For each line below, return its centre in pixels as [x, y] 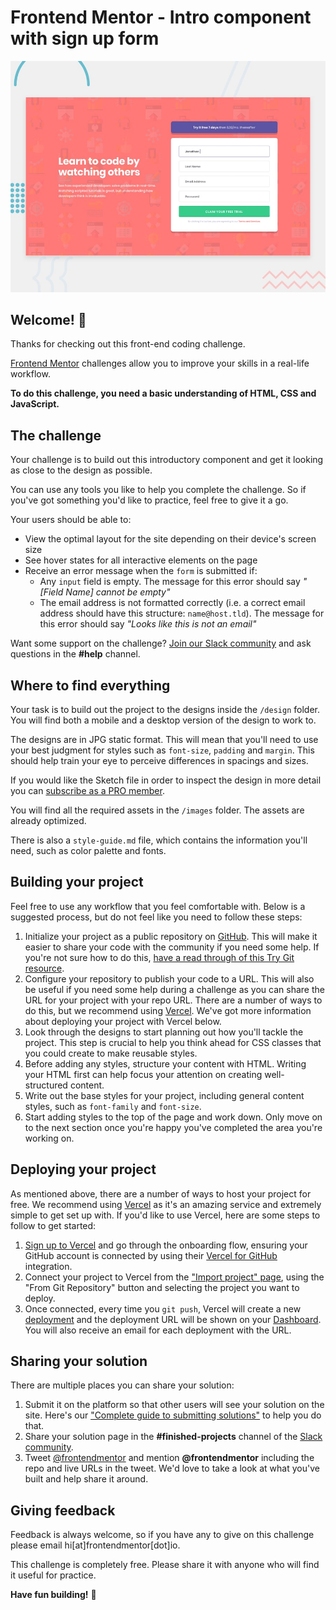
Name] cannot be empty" [118, 592]
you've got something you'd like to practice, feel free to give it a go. [149, 500]
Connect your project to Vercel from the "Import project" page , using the [174, 1277]
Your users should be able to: [71, 520]
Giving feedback [63, 1510]
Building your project [77, 882]
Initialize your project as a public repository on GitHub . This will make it [171, 936]
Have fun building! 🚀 [53, 1595]
